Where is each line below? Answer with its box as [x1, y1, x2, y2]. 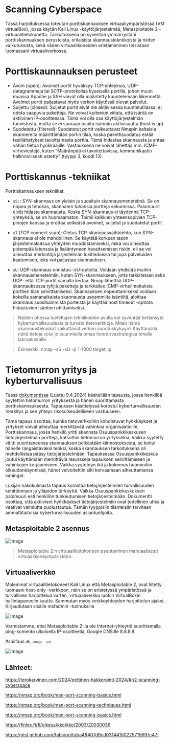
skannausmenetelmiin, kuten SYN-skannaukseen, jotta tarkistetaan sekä [12, 272, 165, 278]
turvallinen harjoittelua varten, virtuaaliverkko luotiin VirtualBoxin [5, 592, 141, 599]
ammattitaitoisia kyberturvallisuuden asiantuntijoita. [5, 509, 114, 515]
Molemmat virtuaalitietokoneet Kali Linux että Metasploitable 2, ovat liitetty [5, 581, 162, 588]
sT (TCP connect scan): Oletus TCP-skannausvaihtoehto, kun [12, 229, 141, 236]
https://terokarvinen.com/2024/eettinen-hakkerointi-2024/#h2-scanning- [5, 677, 160, 683]
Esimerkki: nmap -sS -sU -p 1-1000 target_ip [17, 346, 112, 352]
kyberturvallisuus [5, 375, 83, 387]
